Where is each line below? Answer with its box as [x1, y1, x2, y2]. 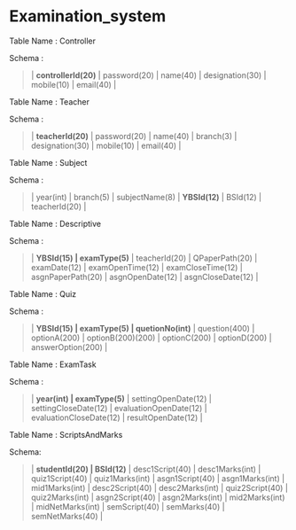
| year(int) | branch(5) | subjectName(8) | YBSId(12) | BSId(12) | [30, 191, 262, 202]
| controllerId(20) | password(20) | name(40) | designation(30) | [30, 69, 267, 81]
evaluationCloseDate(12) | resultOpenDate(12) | [30, 412, 203, 423]
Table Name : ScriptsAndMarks [9, 429, 123, 440]
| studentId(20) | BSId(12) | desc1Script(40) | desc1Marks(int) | [30, 464, 261, 474]
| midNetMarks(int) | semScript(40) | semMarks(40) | [30, 501, 225, 511]
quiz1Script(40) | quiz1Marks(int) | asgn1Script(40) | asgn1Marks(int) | [30, 472, 285, 484]
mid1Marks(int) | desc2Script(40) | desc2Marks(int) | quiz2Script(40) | [30, 482, 288, 493]
